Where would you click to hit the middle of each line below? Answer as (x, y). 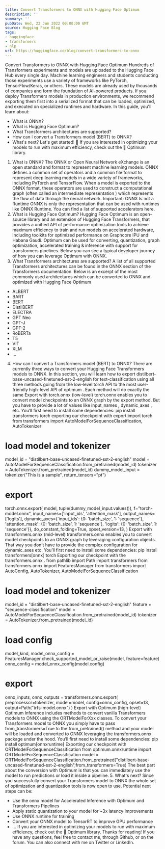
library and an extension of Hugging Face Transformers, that (88, 219)
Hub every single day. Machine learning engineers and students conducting (82, 75)
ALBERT (20, 291)
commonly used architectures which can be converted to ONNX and (81, 277)
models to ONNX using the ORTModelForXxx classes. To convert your (76, 718)
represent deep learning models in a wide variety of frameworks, (78, 178)
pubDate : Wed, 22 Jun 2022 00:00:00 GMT (47, 23)
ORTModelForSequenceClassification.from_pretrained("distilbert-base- (77, 760)
